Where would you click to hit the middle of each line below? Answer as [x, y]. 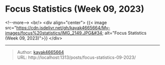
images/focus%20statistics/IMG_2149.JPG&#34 [54, 33]
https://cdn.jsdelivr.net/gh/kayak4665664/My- [63, 27]
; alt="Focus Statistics [124, 33]
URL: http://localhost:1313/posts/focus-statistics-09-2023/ [76, 57]
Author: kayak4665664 [41, 52]
